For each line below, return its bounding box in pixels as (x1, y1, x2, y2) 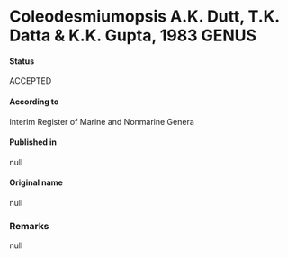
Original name (9, 177, 63, 188)
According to (9, 96, 59, 107)
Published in (9, 137, 57, 147)
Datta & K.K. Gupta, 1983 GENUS (9, 25, 257, 46)
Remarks (9, 219, 49, 232)
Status (9, 56, 35, 67)
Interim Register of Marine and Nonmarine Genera (9, 116, 195, 127)
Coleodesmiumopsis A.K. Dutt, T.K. (9, 6, 281, 27)
